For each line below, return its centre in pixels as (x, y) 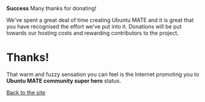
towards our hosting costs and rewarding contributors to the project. (93, 33)
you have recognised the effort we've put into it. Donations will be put (94, 26)
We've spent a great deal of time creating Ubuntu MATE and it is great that (100, 20)
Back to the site (26, 92)
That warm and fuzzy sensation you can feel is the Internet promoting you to (103, 74)
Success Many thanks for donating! (51, 8)
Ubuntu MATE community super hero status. (64, 81)
